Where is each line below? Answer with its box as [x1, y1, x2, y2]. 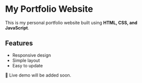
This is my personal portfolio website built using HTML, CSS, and [5, 20, 138, 26]
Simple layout [12, 57, 40, 63]
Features [5, 39, 33, 48]
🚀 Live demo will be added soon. [5, 72, 71, 78]
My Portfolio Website [5, 3, 93, 15]
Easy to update [12, 62, 43, 68]
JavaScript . [5, 25, 30, 30]
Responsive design [12, 52, 51, 58]
